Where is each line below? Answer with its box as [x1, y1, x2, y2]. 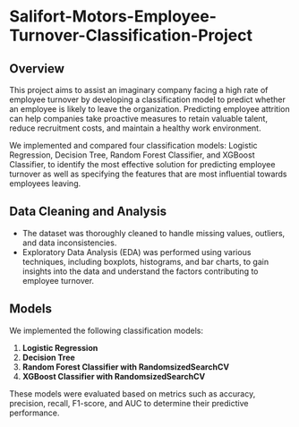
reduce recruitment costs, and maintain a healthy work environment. [9, 123, 261, 133]
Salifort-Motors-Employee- [9, 6, 218, 27]
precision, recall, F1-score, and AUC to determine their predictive [9, 397, 249, 408]
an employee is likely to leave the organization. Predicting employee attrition [9, 104, 290, 114]
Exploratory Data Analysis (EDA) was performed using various [21, 246, 252, 257]
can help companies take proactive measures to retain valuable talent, [9, 114, 269, 124]
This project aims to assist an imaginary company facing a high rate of [9, 85, 269, 95]
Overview [9, 61, 65, 76]
